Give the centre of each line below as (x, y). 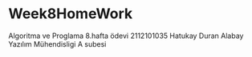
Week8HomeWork (71, 14)
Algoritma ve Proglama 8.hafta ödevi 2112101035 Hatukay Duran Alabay (126, 36)
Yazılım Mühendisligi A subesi (57, 44)
